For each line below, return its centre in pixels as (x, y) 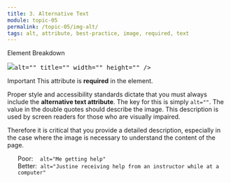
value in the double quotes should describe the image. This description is (113, 110)
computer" (32, 173)
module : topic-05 (33, 20)
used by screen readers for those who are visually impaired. (94, 117)
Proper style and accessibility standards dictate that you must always (107, 94)
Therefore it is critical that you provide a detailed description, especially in (114, 131)
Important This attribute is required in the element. (80, 81)
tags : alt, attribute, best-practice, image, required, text (98, 33)
